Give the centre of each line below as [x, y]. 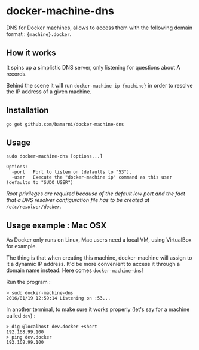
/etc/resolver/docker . [34, 206]
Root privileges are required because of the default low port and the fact [96, 194]
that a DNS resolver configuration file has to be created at [78, 200]
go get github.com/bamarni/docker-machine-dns [65, 124]
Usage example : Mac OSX [56, 225]
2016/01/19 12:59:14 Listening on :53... [59, 298]
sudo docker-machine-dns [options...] [54, 156]
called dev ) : [21, 316]
